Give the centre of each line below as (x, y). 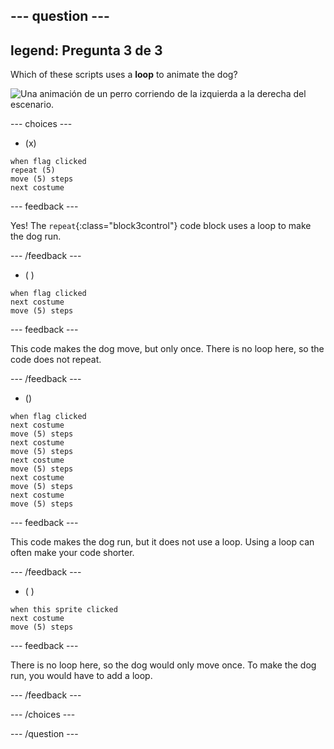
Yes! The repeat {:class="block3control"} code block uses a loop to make (161, 226)
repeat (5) (33, 170)
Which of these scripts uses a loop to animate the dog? (124, 75)
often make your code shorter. (72, 553)
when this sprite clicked (64, 610)
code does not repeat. (56, 360)
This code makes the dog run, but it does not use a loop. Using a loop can (162, 542)
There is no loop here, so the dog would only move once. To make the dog (163, 665)
